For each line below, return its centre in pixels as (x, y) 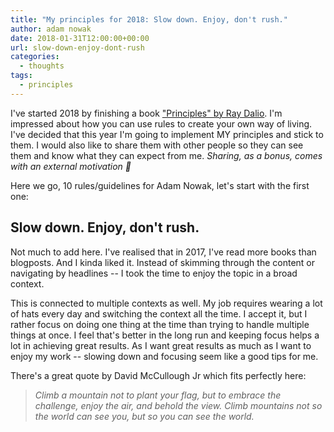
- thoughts (42, 66)
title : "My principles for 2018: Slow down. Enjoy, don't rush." (149, 19)
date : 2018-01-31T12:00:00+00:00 (80, 38)
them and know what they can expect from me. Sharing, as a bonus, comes (166, 155)
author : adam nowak (51, 29)
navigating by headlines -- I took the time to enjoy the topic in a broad (154, 273)
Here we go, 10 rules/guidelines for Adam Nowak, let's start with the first (160, 185)
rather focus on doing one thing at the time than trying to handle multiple (160, 324)
